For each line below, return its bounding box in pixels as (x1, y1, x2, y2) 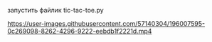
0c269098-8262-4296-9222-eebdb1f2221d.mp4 (7, 27, 152, 35)
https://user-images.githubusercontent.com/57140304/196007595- (7, 20, 205, 27)
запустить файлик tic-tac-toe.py (7, 6, 105, 14)
